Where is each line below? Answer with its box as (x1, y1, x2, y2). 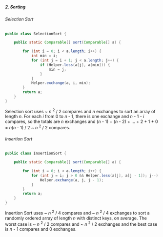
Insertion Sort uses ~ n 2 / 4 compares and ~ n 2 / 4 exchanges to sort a (5, 209, 150, 216)
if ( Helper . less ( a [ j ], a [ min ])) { (40, 62, 110, 67)
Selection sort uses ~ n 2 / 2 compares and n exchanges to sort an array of (5, 107, 156, 114)
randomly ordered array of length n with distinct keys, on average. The (5, 215, 147, 221)
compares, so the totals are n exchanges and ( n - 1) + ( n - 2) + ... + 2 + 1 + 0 (5, 118, 158, 124)
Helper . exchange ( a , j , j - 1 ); (40, 178, 104, 182)
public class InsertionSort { (5, 151, 67, 156)
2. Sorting (5, 4, 26, 10)
